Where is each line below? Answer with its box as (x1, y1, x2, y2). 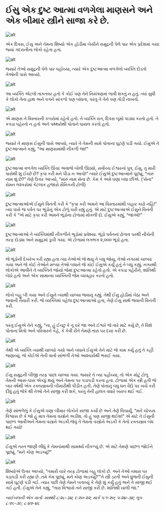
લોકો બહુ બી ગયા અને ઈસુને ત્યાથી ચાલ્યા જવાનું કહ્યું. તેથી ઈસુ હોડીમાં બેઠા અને (5, 292, 149, 298)
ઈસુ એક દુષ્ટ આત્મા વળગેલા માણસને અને (5, 4, 153, 16)
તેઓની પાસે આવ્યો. (5, 71, 41, 77)
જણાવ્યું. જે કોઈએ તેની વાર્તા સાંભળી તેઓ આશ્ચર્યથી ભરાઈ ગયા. (5, 352, 121, 358)
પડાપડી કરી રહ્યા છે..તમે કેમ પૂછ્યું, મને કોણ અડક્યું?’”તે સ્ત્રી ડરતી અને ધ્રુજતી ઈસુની (5, 474, 153, 480)
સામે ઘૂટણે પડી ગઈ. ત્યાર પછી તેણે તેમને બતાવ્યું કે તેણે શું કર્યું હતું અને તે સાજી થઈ (5, 479, 153, 485)
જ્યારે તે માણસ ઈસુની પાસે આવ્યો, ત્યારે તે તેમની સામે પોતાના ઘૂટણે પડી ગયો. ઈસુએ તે (5, 140, 159, 146)
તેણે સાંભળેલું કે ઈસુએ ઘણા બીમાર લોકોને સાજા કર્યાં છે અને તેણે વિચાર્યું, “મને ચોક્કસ (5, 408, 156, 414)
